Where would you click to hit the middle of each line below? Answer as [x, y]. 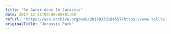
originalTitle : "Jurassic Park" [39, 24]
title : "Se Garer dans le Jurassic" [44, 10]
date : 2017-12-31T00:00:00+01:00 [41, 14]
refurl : [13, 19]
